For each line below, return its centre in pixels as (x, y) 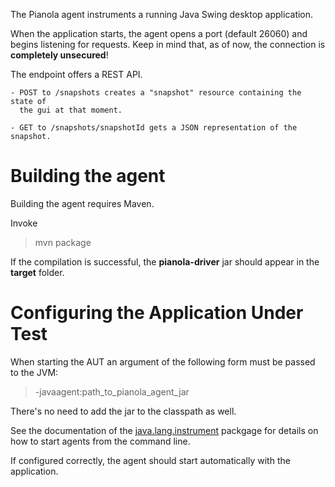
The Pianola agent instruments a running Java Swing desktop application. (162, 14)
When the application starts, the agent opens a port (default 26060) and (159, 33)
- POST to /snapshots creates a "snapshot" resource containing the (156, 93)
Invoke (24, 223)
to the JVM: (34, 372)
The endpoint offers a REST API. (76, 74)
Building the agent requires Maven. (82, 203)
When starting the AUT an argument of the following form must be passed (163, 361)
